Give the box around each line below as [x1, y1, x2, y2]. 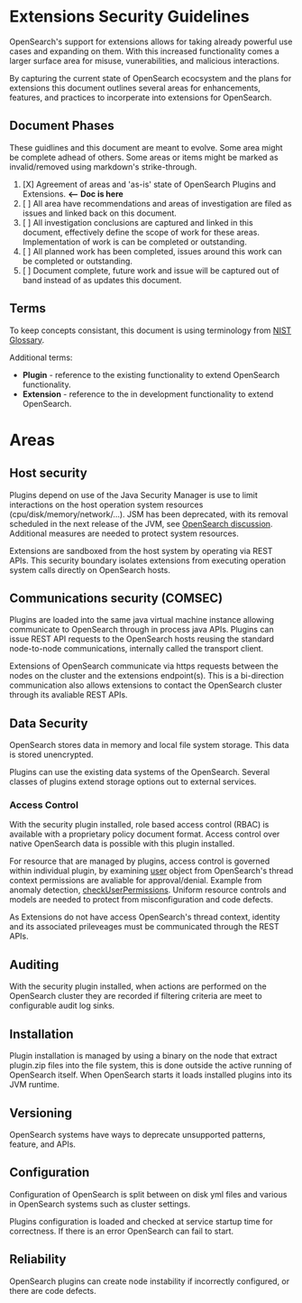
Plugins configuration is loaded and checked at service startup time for [9, 1215, 273, 1226]
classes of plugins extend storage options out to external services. [9, 776, 257, 787]
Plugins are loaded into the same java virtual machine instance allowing [9, 615, 275, 625]
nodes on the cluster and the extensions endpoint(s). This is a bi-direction [9, 670, 284, 681]
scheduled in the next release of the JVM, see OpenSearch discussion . [9, 518, 273, 529]
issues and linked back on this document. [22, 208, 178, 218]
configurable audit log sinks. [9, 1000, 115, 1012]
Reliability [9, 1252, 67, 1267]
